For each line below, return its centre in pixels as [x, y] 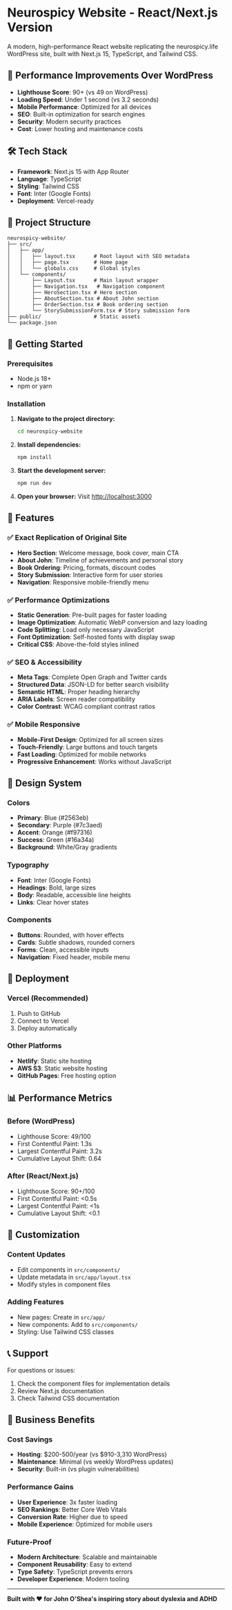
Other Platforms [35, 1045]
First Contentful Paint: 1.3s [54, 1143]
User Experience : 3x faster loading [67, 1502]
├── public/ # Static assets [74, 317]
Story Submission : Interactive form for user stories [90, 575]
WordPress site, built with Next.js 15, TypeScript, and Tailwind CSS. [103, 54]
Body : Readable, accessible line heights [74, 894]
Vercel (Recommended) [48, 999]
